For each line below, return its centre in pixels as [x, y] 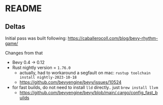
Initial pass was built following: [36, 38]
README [23, 9]
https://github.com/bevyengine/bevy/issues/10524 [70, 82]
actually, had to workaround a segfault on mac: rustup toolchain [85, 73]
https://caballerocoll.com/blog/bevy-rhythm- [113, 38]
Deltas [15, 27]
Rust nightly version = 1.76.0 [41, 67]
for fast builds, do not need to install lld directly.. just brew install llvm [85, 87]
